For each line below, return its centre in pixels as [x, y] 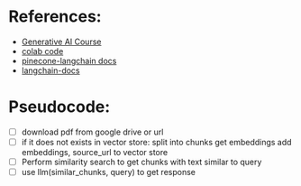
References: [55, 17]
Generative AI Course [61, 42]
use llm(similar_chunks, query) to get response [108, 172]
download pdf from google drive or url [92, 132]
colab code [42, 51]
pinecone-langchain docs [69, 60]
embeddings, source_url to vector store [95, 152]
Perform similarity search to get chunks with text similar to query [141, 162]
